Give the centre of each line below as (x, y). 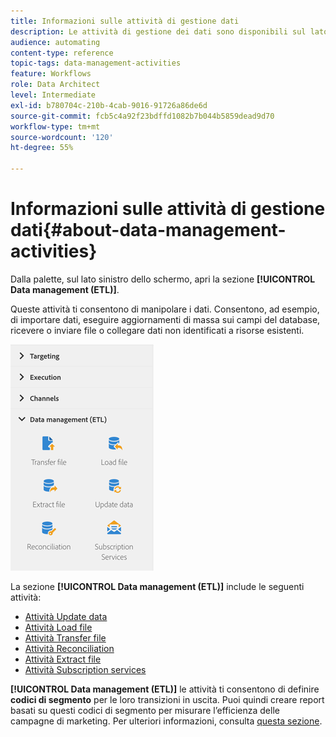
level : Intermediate (53, 95)
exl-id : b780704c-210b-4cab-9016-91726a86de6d (109, 105)
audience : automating (55, 42)
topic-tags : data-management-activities (96, 63)
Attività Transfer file (65, 637)
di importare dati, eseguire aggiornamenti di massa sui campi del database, (165, 319)
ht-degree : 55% (42, 148)
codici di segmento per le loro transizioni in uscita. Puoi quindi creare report (167, 699)
